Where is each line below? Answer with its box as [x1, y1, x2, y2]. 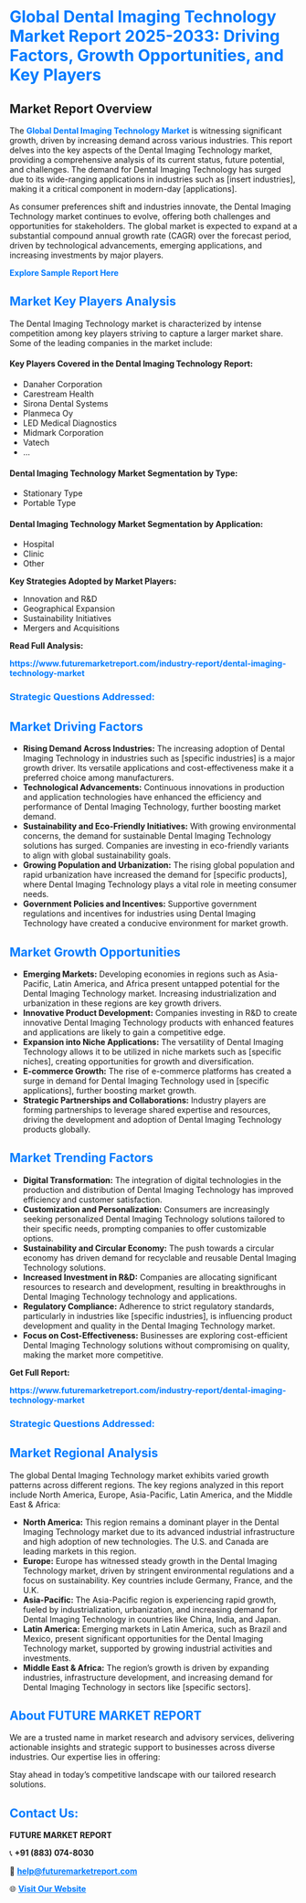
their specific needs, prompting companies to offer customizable [22, 1222, 267, 1234]
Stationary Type [22, 488, 83, 499]
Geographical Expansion [22, 603, 116, 614]
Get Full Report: [9, 1367, 70, 1378]
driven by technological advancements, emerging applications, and [9, 240, 263, 250]
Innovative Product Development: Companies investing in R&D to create [22, 1007, 298, 1018]
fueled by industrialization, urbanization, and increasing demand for [22, 1603, 279, 1614]
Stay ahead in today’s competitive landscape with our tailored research [9, 1770, 277, 1781]
